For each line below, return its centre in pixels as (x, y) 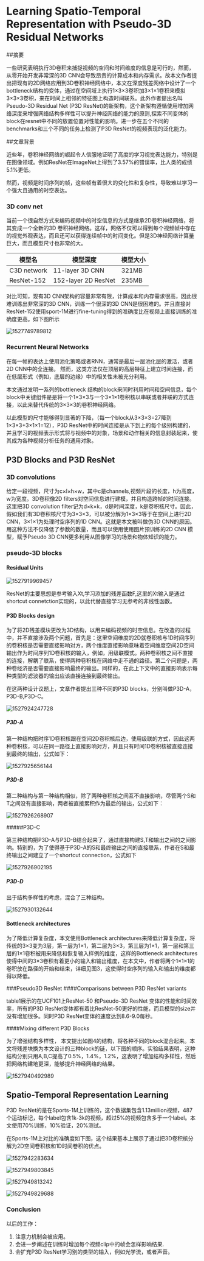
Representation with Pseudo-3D (89, 24)
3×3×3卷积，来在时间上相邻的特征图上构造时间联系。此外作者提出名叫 (95, 98)
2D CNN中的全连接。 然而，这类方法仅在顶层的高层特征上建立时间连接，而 (100, 369)
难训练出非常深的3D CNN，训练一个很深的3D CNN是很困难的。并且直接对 (99, 304)
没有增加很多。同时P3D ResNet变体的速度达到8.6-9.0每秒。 (81, 1016)
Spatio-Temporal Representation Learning (87, 1095)
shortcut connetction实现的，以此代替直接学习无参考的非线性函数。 (91, 601)
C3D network (28, 270)
